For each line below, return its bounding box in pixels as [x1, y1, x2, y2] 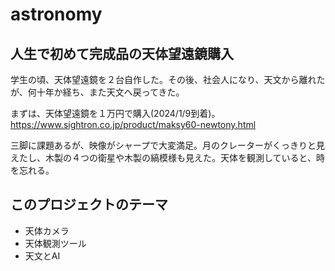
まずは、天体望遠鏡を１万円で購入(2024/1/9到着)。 [10, 108, 221, 119]
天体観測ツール [24, 237, 87, 249]
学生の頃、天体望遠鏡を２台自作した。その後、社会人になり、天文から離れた [10, 74, 326, 85]
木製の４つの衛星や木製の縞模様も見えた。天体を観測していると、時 [44, 152, 326, 163]
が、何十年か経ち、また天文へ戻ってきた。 [10, 86, 185, 98]
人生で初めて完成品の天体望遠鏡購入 [10, 45, 234, 62]
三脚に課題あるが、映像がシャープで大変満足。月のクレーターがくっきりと [10, 139, 317, 151]
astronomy [10, 3, 103, 26]
